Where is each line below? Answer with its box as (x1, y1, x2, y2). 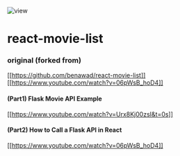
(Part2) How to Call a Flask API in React (7, 125, 122, 135)
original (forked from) (7, 55, 82, 65)
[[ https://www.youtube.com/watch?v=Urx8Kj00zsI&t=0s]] (7, 110, 174, 118)
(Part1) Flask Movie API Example (7, 94, 102, 103)
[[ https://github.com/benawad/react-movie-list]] (7, 71, 146, 80)
